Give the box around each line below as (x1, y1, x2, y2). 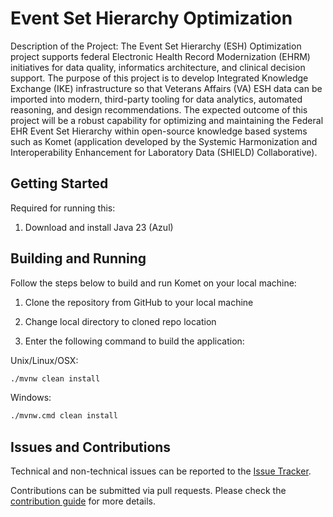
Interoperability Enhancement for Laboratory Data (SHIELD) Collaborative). (10, 146, 318, 158)
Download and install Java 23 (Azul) (24, 221, 174, 233)
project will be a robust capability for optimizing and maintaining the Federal (10, 114, 324, 126)
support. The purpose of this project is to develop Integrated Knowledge (10, 72, 309, 84)
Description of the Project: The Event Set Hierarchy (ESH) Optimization (10, 40, 302, 52)
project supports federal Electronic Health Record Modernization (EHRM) (10, 50, 311, 62)
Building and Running (10, 250, 147, 267)
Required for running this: (10, 202, 116, 214)
